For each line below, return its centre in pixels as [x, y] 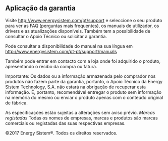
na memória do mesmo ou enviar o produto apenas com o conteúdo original [84, 97]
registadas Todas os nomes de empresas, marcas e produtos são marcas [81, 118]
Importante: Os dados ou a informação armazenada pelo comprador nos [80, 76]
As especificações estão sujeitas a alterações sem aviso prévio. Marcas [80, 112]
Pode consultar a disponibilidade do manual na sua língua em [69, 46]
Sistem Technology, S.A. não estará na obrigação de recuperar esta [76, 87]
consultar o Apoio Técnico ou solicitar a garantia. [56, 36]
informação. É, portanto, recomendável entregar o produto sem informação [83, 92]
